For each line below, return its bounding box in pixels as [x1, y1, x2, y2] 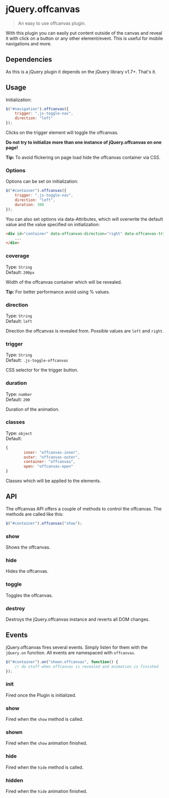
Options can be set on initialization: [6, 178, 78, 184]
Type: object [6, 430, 32, 436]
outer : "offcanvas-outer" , [24, 454, 80, 459]
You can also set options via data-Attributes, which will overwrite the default [6, 216, 163, 222]
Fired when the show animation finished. [6, 740, 87, 746]
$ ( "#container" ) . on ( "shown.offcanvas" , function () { [6, 659, 118, 664]
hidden [6, 777, 24, 784]
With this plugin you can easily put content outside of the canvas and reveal [6, 30, 162, 36]
